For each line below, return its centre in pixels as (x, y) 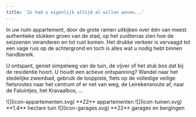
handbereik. (20, 54)
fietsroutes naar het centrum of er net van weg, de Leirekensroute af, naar (95, 84)
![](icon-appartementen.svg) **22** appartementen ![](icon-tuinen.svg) (94, 101)
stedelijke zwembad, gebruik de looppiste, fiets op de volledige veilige (91, 78)
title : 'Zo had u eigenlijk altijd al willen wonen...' (75, 12)
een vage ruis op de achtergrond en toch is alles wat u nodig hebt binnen (94, 48)
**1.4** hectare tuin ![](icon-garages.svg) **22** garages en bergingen (95, 108)
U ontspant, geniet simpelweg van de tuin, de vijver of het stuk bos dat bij (95, 65)
